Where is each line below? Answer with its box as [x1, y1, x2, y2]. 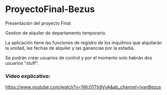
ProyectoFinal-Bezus [5, 4, 95, 15]
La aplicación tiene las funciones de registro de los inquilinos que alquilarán [5, 39, 162, 46]
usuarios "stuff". [5, 60, 39, 66]
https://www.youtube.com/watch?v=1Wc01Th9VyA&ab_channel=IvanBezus [5, 84, 161, 90]
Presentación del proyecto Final [5, 20, 71, 26]
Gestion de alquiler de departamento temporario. [5, 30, 107, 36]
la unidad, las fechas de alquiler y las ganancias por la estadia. [5, 45, 135, 51]
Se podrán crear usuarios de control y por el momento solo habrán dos [5, 54, 152, 61]
